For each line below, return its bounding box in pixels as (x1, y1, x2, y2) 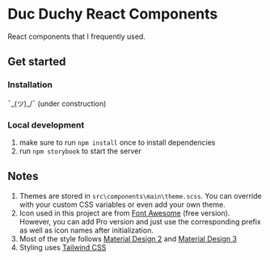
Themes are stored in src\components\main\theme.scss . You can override (19, 191, 262, 200)
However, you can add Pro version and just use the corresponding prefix (19, 216, 262, 226)
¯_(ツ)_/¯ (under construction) (7, 99, 107, 108)
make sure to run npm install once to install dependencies (19, 137, 216, 147)
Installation (7, 79, 53, 90)
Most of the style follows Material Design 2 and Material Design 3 (19, 233, 238, 243)
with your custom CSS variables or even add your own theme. (19, 199, 226, 209)
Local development (7, 119, 85, 130)
